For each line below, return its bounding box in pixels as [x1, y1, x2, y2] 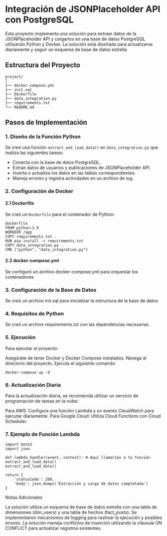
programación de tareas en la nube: [5, 398, 79, 404]
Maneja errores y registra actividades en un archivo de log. [12, 176, 134, 181]
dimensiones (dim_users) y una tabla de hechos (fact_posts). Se [5, 510, 137, 516]
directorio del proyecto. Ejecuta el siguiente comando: [5, 360, 116, 366]
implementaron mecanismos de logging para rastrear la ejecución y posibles [5, 515, 163, 521]
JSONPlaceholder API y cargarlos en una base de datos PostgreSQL [5, 36, 146, 42]
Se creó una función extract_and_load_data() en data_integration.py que [5, 145, 159, 151]
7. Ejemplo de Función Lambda [5, 430, 80, 437]
